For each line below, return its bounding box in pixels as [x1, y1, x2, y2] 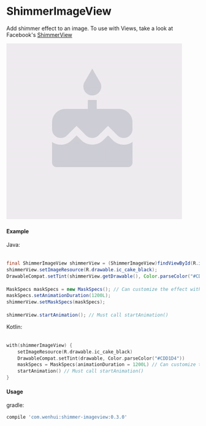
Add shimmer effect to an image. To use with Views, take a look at [6, 25, 174, 32]
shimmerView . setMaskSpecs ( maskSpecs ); [6, 299, 105, 305]
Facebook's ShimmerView [6, 31, 72, 38]
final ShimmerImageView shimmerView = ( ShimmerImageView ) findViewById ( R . [6, 260, 199, 266]
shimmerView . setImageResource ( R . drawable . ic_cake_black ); [6, 266, 158, 273]
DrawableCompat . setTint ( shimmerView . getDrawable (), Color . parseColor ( [6, 273, 191, 279]
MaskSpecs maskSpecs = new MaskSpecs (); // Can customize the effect [6, 286, 188, 292]
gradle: [6, 401, 25, 409]
